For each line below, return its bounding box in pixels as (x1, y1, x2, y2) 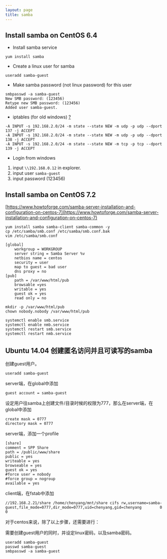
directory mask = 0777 (5, 421, 53, 426)
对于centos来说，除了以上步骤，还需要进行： (5, 519, 100, 525)
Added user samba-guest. (5, 105, 58, 110)
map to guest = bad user (14, 265, 67, 270)
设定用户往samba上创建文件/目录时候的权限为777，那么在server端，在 (5, 400, 153, 406)
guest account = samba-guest (5, 390, 67, 395)
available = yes (5, 481, 40, 486)
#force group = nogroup (5, 476, 56, 481)
